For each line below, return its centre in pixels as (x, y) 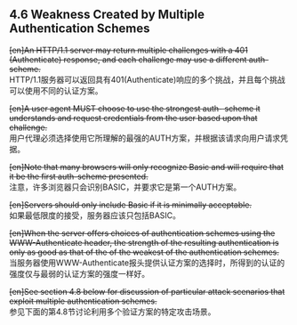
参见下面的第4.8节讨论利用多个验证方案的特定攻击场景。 (112, 312)
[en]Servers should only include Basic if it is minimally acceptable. (130, 205)
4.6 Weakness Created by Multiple (107, 15)
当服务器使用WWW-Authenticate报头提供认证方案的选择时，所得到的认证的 (147, 263)
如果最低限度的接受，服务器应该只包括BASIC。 (95, 215)
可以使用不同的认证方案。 (56, 90)
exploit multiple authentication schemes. (83, 301)
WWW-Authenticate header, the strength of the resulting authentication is (144, 242)
